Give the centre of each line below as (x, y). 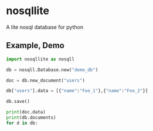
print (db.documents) (31, 117)
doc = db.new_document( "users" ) (45, 80)
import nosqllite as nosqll (40, 59)
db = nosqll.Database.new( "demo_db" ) (52, 70)
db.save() (18, 102)
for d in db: (22, 123)
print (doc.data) (26, 112)
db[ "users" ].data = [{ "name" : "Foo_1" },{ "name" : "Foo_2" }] (77, 91)
